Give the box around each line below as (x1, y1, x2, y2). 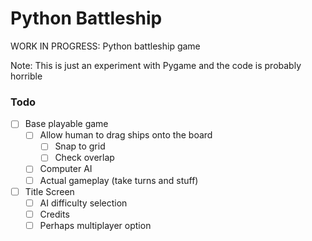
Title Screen (24, 185, 75, 197)
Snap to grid (54, 140, 106, 152)
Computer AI (39, 163, 93, 175)
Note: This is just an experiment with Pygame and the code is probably (10, 59, 302, 71)
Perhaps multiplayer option (39, 219, 152, 231)
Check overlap (54, 152, 115, 164)
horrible (10, 70, 43, 82)
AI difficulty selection (39, 197, 128, 209)
